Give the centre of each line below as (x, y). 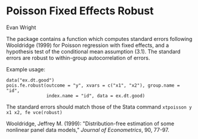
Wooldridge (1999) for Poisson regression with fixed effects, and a (88, 45)
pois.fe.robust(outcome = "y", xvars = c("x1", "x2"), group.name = (93, 85)
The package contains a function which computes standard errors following (99, 39)
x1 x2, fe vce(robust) (34, 112)
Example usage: (26, 69)
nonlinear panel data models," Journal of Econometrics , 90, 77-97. (88, 129)
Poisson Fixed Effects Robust (80, 11)
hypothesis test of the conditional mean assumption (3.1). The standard (93, 51)
